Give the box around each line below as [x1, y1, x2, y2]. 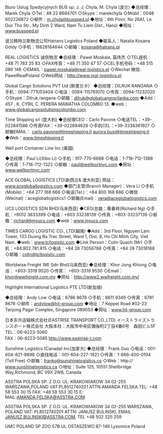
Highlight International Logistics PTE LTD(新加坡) [5, 284, 103, 290]
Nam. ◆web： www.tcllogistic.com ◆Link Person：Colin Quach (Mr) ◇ [5, 240, 148, 245]
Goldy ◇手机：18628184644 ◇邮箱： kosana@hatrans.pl [5, 44, 120, 50]
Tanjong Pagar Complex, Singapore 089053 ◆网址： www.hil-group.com [5, 307, 151, 312]
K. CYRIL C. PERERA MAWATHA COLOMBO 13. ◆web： [16, 101, 128, 107]
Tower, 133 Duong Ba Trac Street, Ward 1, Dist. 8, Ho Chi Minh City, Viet [5, 234, 148, 239]
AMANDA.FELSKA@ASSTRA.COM [17, 394, 85, 400]
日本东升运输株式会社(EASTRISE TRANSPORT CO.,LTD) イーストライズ [5, 317, 147, 323]
